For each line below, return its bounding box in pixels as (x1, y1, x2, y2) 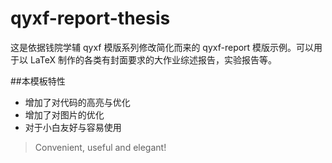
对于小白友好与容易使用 (24, 121, 122, 133)
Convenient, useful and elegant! (34, 141, 167, 153)
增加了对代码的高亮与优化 (24, 96, 131, 108)
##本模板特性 (10, 75, 66, 87)
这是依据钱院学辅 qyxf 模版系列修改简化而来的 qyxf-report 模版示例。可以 (10, 41, 315, 53)
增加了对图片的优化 (24, 108, 105, 121)
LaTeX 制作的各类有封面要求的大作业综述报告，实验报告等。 (29, 53, 277, 66)
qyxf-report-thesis (10, 7, 171, 30)
